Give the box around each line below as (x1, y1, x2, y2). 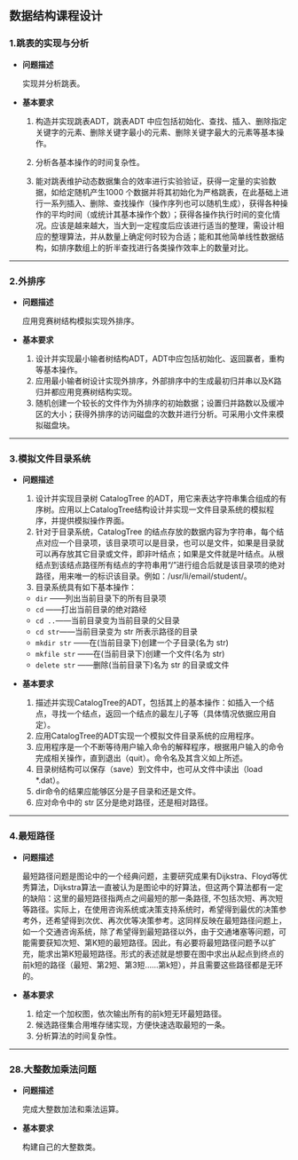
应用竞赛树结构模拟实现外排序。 (21, 315, 139, 326)
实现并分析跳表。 (21, 78, 85, 89)
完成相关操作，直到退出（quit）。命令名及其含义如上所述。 (35, 753, 248, 763)
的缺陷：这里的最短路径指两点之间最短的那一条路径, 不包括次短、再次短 (21, 893, 284, 904)
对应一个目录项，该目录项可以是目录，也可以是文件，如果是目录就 (43, 538, 285, 548)
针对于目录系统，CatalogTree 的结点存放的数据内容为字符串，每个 (35, 526, 277, 537)
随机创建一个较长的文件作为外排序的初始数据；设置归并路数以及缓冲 (35, 398, 285, 408)
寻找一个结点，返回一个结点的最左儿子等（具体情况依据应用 (51, 708, 269, 719)
